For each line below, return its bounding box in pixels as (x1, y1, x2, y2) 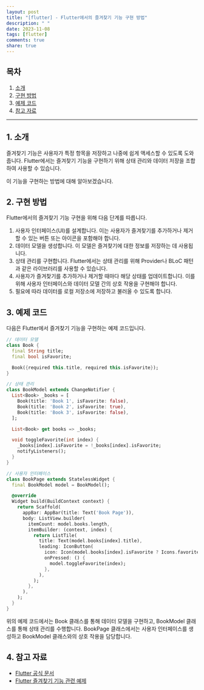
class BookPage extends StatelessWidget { (6, 476, 115, 482)
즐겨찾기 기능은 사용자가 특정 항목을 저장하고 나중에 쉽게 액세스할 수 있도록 (6, 149, 183, 157)
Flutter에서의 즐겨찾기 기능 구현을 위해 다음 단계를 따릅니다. (6, 214, 148, 222)
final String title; (12, 347, 64, 354)
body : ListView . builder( (22, 515, 86, 521)
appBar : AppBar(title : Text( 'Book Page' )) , (22, 510, 135, 516)
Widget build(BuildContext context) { (12, 499, 110, 505)
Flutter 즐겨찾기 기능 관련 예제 (15, 677, 87, 684)
